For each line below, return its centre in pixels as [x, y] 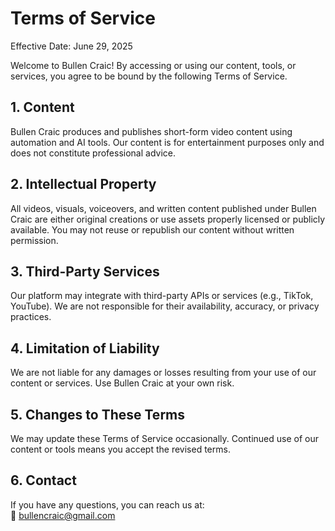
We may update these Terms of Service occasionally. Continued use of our [165, 438]
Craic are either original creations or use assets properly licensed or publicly [168, 219]
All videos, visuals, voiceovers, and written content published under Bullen [163, 208]
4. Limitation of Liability [85, 348]
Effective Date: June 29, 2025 [71, 46]
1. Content [42, 107]
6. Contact [43, 480]
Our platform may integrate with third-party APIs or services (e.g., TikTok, [162, 296]
